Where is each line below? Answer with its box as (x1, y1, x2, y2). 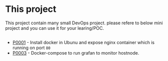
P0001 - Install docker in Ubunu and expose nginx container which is (12, 40, 154, 46)
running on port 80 (12, 45, 51, 51)
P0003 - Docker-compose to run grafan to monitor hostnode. (12, 50, 139, 56)
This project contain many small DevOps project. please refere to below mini (5, 20, 163, 26)
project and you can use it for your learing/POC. (5, 25, 104, 31)
